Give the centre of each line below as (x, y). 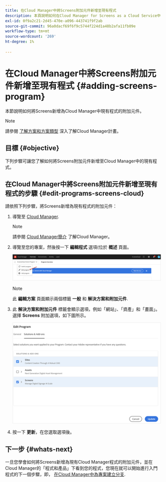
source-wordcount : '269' (31, 37)
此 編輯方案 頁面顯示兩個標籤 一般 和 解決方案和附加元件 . (70, 298)
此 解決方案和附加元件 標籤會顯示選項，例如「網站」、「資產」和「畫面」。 (86, 309)
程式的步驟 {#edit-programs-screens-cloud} (75, 193)
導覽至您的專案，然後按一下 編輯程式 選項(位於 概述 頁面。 (72, 247)
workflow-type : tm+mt (27, 31)
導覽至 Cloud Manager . (36, 217)
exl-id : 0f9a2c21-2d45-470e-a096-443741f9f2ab (54, 21)
